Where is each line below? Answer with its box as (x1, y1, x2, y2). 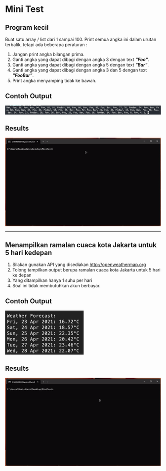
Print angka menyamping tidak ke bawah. (12, 78, 97, 83)
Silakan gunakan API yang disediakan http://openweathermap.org (12, 262, 146, 268)
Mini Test (5, 3, 44, 15)
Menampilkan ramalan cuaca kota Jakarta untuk (5, 241, 157, 249)
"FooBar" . (12, 72, 34, 78)
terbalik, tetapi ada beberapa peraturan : (5, 42, 87, 48)
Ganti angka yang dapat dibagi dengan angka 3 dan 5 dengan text (12, 67, 147, 73)
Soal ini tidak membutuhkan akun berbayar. (12, 283, 101, 289)
